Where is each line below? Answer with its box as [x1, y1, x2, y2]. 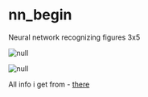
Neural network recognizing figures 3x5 [8, 32, 141, 42]
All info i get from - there [8, 79, 90, 89]
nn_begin [8, 6, 72, 24]
